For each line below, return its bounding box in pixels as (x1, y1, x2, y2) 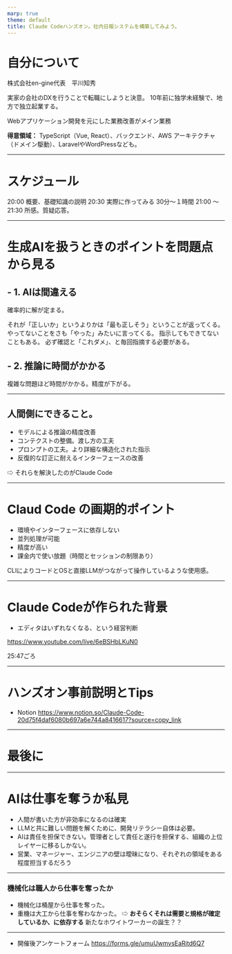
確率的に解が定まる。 (7, 306, 68, 314)
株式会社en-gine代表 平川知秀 (7, 79, 97, 87)
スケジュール (7, 173, 79, 189)
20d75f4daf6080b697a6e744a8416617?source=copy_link (17, 715, 182, 723)
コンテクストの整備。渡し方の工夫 (17, 436, 115, 445)
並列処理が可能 (17, 534, 60, 543)
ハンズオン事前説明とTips (7, 685, 154, 701)
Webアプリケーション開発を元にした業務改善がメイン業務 (7, 117, 171, 125)
